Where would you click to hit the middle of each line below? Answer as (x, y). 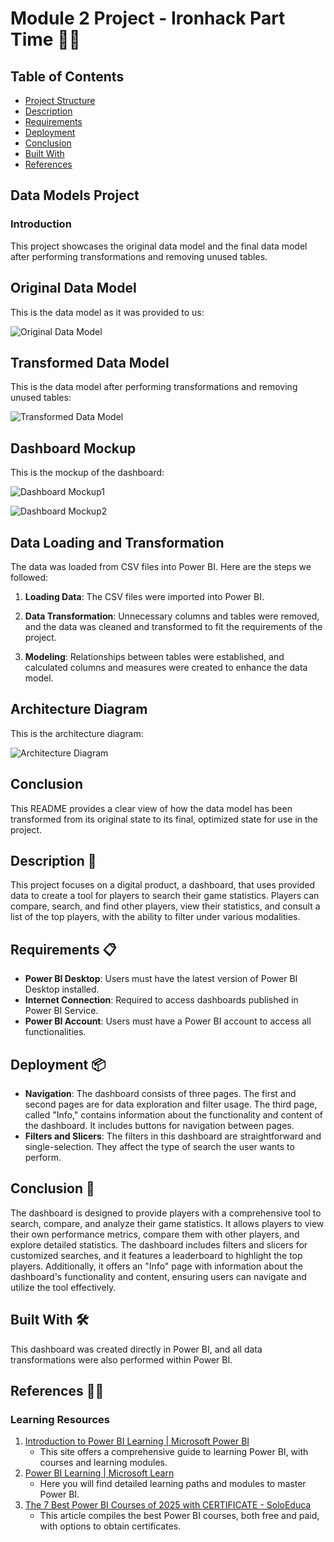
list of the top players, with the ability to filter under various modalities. (155, 917)
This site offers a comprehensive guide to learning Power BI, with (174, 1452)
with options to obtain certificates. (110, 1526)
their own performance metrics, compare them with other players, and (155, 1234)
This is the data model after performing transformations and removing (154, 387)
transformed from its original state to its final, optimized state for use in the (164, 819)
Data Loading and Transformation (117, 542)
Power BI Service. (61, 1011)
